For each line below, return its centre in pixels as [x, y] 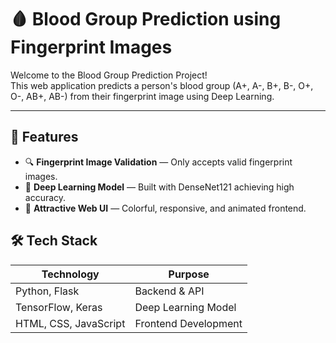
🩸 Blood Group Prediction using [146, 19]
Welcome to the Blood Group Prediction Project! [109, 75]
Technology [70, 274]
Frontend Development [188, 323]
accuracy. [45, 197]
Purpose [189, 274]
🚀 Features [44, 137]
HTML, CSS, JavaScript [70, 323]
